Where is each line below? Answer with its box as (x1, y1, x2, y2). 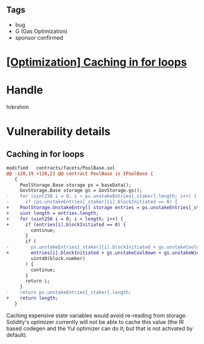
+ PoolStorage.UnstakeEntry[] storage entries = (6, 205, 140, 211)
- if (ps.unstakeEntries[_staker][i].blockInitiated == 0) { (6, 199, 178, 205)
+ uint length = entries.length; (6, 210, 99, 216)
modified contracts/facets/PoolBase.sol (6, 164, 115, 171)
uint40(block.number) (30, 255, 86, 261)
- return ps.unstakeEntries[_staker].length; (6, 289, 132, 296)
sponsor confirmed (15, 33, 64, 41)
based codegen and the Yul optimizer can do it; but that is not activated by (6, 325, 193, 332)
